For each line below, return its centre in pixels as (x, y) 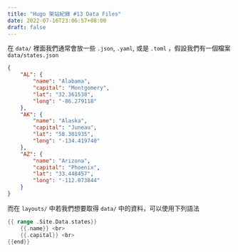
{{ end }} (19, 242)
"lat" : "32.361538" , (63, 94)
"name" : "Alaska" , (60, 121)
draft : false (27, 27)
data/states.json (33, 56)
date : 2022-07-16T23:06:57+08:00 (57, 21)
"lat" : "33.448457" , (63, 174)
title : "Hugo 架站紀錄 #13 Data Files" (64, 14)
